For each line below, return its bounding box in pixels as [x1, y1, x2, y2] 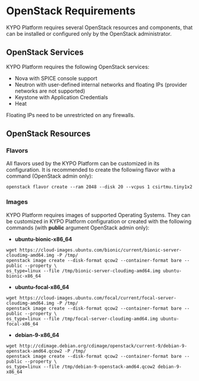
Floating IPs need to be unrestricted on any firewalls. [6, 111, 135, 118]
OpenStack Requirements [6, 4, 135, 18]
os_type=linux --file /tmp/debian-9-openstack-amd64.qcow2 [6, 364, 156, 370]
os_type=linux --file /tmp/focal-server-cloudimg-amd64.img [6, 316, 159, 322]
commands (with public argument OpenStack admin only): [6, 224, 150, 231]
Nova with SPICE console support [14, 74, 98, 81]
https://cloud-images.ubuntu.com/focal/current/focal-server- [19, 295, 177, 301]
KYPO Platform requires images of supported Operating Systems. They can [6, 211, 191, 218]
